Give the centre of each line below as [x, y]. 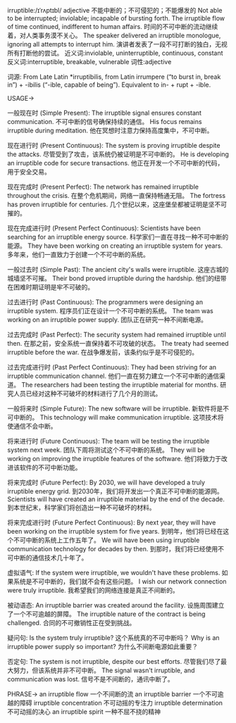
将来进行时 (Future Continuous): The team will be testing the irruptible [108, 441]
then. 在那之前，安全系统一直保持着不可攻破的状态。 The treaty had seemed [118, 343]
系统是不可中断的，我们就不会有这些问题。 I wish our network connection [120, 581]
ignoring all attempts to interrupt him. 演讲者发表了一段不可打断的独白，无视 [117, 44]
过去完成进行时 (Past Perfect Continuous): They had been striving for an [112, 367]
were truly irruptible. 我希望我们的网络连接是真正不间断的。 [93, 590]
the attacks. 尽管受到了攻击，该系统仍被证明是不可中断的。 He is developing [118, 154]
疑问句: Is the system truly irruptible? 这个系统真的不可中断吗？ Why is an [113, 638]
